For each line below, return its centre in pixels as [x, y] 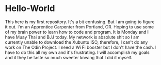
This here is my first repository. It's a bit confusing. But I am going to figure [80, 22]
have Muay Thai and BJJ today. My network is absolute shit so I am [72, 37]
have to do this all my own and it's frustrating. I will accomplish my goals [77, 52]
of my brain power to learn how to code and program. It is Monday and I [77, 32]
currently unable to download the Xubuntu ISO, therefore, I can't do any [76, 42]
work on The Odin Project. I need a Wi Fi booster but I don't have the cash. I [81, 47]
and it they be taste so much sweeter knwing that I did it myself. [69, 57]
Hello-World [30, 8]
